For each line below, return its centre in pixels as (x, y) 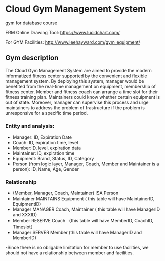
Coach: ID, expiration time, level (45, 143)
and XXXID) (25, 215)
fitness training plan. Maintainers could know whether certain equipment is (82, 97)
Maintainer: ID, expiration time (44, 153)
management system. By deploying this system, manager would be (75, 81)
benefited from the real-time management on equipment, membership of (80, 86)
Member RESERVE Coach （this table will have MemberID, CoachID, (83, 221)
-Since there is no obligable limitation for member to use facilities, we (77, 248)
